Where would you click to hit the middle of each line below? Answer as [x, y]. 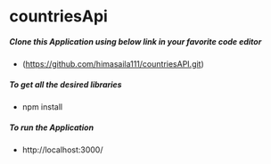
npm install [42, 107]
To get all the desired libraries [66, 84]
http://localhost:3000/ [62, 150]
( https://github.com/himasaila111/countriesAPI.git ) [113, 64]
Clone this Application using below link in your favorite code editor [135, 41]
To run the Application [52, 127]
